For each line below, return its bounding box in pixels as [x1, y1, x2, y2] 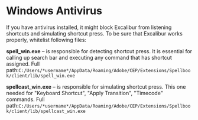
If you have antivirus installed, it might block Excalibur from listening [6, 24, 172, 31]
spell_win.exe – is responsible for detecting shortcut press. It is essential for [6, 47, 193, 54]
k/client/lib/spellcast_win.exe [6, 108, 86, 114]
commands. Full [6, 96, 45, 103]
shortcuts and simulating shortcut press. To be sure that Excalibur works [6, 30, 183, 37]
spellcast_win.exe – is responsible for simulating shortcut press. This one [6, 83, 186, 90]
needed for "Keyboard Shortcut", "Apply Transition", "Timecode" [6, 89, 164, 96]
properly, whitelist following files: [6, 36, 87, 43]
